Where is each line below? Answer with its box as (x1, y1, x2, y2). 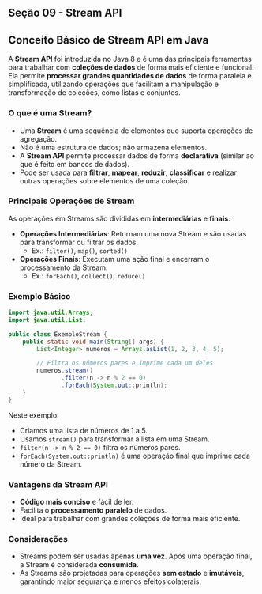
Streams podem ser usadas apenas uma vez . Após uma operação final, (19, 551, 253, 561)
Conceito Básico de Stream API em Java (8, 33, 209, 47)
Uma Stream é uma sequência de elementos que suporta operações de (19, 126, 253, 135)
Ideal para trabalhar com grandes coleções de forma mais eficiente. (19, 514, 241, 524)
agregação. (19, 134, 58, 143)
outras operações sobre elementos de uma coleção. (19, 176, 190, 185)
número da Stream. (19, 459, 83, 469)
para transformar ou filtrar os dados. (19, 237, 139, 247)
